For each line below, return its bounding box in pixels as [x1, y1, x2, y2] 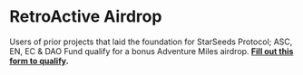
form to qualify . [9, 55, 70, 66]
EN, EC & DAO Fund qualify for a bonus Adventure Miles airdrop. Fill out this [9, 45, 294, 56]
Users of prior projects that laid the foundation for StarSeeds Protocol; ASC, [9, 36, 293, 47]
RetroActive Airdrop [9, 6, 162, 27]
